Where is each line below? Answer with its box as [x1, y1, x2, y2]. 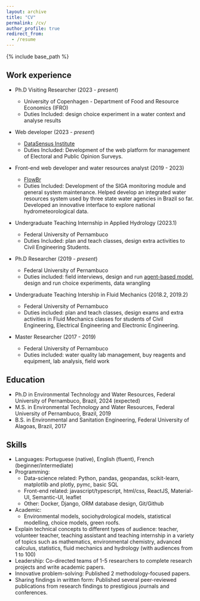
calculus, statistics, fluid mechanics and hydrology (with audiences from [14, 545, 193, 552]
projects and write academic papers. [14, 563, 106, 571]
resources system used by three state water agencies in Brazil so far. [23, 195, 194, 202]
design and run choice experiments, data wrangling [23, 279, 150, 286]
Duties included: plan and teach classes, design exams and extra [23, 309, 184, 316]
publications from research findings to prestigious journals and [14, 582, 170, 590]
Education [6, 375, 45, 385]
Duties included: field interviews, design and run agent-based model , [23, 273, 194, 280]
